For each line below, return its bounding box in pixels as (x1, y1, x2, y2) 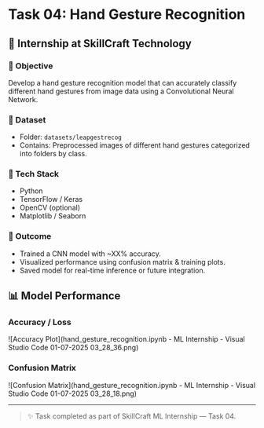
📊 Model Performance (8, 289, 121, 303)
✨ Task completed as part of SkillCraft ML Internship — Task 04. (27, 411, 236, 421)
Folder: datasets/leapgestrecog (19, 132, 122, 142)
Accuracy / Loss (8, 316, 72, 327)
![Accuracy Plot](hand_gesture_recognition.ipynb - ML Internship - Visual (8, 335, 245, 344)
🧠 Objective (8, 60, 53, 71)
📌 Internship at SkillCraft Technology (8, 37, 192, 50)
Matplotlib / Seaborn (19, 211, 86, 221)
